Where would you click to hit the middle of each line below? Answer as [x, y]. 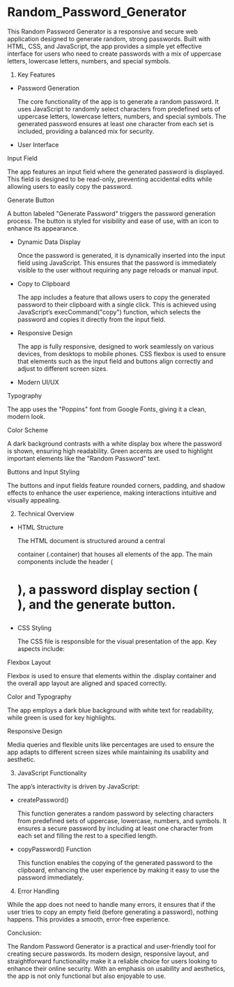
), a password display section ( [108, 590]
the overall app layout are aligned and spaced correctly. [87, 683]
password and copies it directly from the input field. [91, 319]
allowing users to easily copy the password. [70, 186]
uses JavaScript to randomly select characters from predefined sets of [119, 109]
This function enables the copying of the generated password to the [115, 863]
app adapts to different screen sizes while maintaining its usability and [108, 752]
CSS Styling [34, 628]
